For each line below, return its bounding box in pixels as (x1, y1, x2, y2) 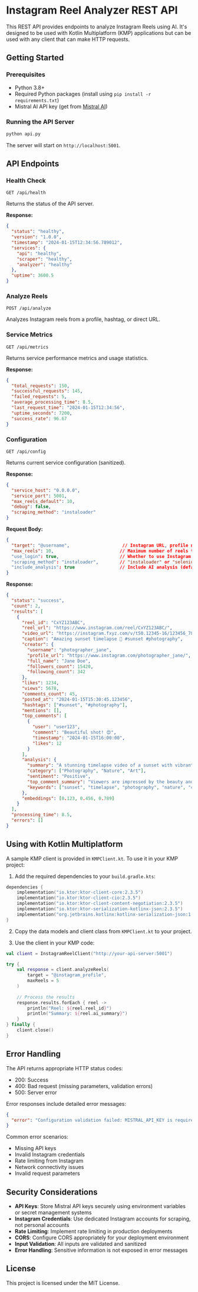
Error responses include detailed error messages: (6, 1100, 127, 1107)
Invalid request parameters (14, 1170, 81, 1177)
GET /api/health (6, 190, 46, 196)
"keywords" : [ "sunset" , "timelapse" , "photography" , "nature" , (27, 784, 186, 790)
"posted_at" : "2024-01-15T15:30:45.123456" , (21, 696, 133, 702)
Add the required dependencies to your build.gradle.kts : (14, 872, 156, 879)
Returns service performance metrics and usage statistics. (6, 354, 148, 361)
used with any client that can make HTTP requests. (6, 35, 130, 43)
